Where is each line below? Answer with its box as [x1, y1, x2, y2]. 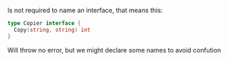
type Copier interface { [7, 20, 81, 27]
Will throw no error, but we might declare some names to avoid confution [7, 45, 222, 54]
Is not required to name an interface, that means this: [7, 6, 163, 14]
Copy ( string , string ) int [14, 26, 91, 33]
